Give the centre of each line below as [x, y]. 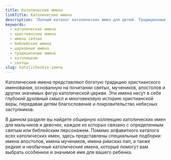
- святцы [19, 63]
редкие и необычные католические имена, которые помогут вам [77, 147]
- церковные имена [30, 48]
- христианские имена [33, 34]
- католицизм [24, 58]
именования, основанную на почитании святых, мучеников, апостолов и [85, 87]
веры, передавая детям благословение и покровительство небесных [81, 104]
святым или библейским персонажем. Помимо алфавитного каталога [82, 130]
